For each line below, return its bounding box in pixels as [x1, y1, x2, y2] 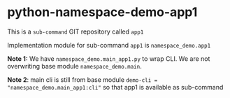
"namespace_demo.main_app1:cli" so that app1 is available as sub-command [7, 83, 224, 91]
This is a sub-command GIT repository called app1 [7, 27, 144, 36]
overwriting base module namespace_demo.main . [7, 62, 142, 70]
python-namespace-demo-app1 [7, 4, 198, 20]
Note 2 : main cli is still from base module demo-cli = [7, 75, 158, 84]
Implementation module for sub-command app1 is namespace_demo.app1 [7, 41, 211, 49]
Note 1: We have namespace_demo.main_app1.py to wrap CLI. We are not [7, 54, 210, 63]
